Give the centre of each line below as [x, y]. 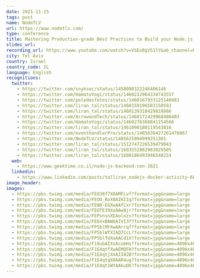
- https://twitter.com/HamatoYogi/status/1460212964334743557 [96, 94]
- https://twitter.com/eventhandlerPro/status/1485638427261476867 [102, 133]
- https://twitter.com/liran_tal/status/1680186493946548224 [94, 155]
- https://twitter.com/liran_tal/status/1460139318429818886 [94, 111]
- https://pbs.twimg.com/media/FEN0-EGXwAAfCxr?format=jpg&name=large [101, 205]
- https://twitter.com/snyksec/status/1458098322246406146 [92, 89]
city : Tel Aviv [25, 56]
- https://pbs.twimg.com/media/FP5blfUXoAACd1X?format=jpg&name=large [101, 238]
